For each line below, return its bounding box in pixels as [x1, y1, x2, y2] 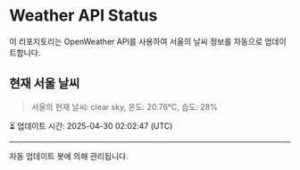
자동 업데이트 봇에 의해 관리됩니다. [9, 150, 129, 161]
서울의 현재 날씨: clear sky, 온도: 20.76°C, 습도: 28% [30, 101, 219, 112]
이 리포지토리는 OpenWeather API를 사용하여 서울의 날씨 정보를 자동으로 [9, 36, 263, 47]
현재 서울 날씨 [9, 76, 80, 91]
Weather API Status [9, 5, 158, 26]
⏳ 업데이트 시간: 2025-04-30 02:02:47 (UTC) [9, 120, 173, 131]
